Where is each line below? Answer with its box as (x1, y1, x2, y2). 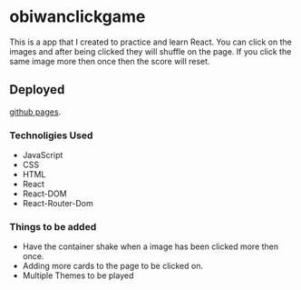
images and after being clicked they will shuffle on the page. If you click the (9, 45, 292, 56)
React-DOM (22, 188, 67, 199)
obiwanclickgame (9, 6, 146, 27)
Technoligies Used (9, 129, 93, 142)
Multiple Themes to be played (22, 270, 134, 281)
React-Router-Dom (22, 198, 93, 209)
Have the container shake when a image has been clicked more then (22, 241, 279, 252)
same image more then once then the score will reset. (9, 55, 210, 66)
